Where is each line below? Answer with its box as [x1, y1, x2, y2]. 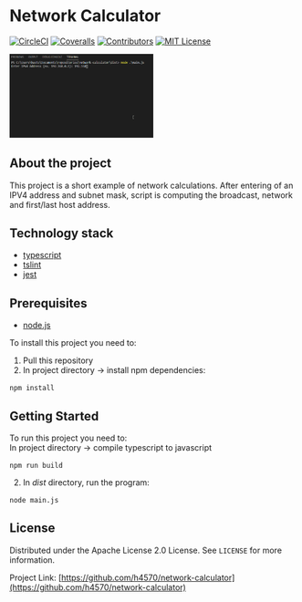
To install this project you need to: [9, 337, 137, 348]
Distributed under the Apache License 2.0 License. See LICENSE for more [9, 545, 283, 555]
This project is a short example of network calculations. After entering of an [9, 180, 294, 191]
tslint [22, 259, 42, 270]
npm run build [9, 462, 64, 471]
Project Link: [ [9, 572, 62, 583]
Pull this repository [22, 355, 94, 366]
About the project [9, 156, 112, 171]
